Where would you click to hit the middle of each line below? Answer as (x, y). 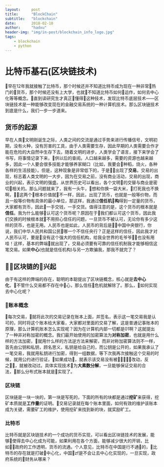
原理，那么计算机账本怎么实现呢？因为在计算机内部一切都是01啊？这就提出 (80, 329)
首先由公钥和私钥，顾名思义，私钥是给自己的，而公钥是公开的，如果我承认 (80, 347)
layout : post (23, 10)
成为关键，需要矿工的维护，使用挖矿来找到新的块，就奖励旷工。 (69, 409)
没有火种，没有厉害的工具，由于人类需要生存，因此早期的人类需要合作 (84, 146)
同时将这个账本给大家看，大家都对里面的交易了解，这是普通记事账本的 (88, 323)
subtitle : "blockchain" (31, 19)
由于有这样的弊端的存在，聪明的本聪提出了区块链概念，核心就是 (69, 279)
